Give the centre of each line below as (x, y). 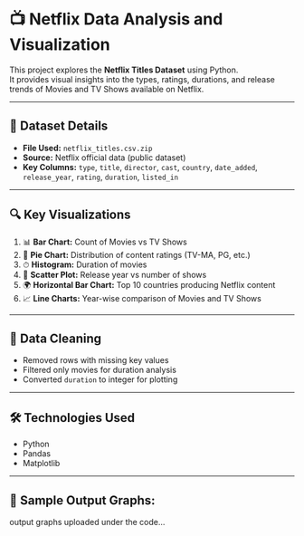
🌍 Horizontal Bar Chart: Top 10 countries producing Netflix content (149, 284)
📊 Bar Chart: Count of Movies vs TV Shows (104, 242)
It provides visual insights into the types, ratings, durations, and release (142, 79)
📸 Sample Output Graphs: (82, 500)
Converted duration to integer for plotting (100, 379)
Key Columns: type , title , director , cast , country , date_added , (140, 167)
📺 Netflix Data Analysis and (116, 19)
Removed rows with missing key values (95, 360)
